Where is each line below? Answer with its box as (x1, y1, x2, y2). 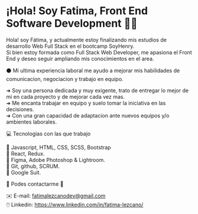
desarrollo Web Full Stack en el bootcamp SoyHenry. (6, 43, 135, 50)
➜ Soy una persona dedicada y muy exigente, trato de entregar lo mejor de (6, 87, 189, 94)
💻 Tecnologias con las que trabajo (6, 130, 91, 137)
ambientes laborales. (6, 118, 57, 125)
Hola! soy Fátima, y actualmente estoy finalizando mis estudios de (6, 36, 167, 43)
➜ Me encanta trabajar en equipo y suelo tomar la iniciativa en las (6, 99, 166, 106)
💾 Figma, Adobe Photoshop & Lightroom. (6, 156, 105, 163)
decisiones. (6, 105, 34, 113)
